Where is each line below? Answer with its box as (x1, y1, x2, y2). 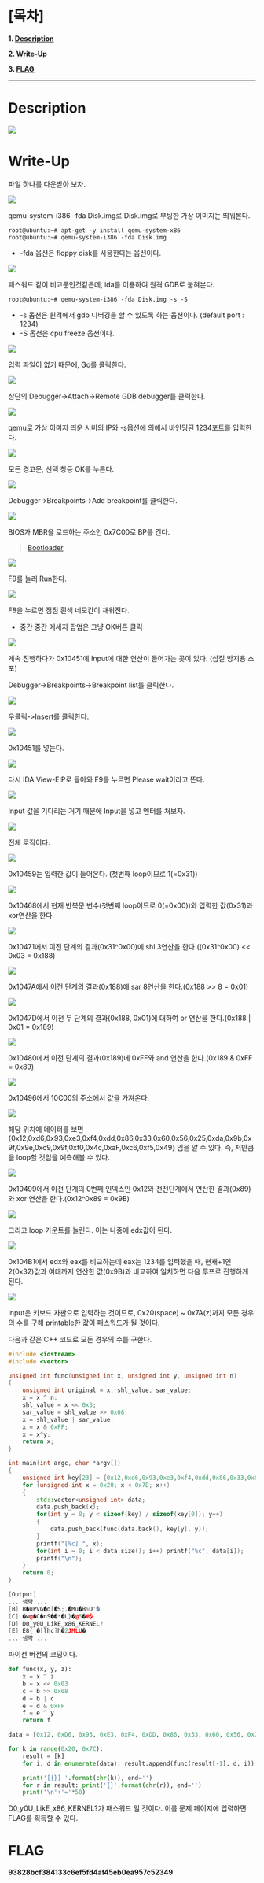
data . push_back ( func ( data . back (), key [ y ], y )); (49, 1525, 210, 1533)
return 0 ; (22, 1569, 55, 1577)
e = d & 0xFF (22, 1702, 65, 1710)
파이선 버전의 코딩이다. (8, 1650, 78, 1659)
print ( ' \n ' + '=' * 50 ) (22, 1789, 86, 1796)
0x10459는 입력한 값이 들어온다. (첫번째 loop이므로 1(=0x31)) (8, 869, 198, 879)
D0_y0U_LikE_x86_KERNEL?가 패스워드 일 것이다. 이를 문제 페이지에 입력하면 (8, 1803, 247, 1813)
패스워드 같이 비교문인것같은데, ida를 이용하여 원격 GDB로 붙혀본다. (8, 279, 215, 289)
